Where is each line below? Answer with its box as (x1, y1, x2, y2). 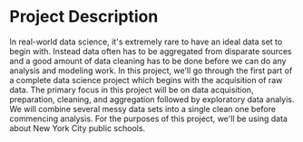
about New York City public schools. (9, 122, 146, 133)
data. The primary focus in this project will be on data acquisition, (9, 84, 254, 95)
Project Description (9, 6, 159, 27)
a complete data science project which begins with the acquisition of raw (9, 74, 283, 85)
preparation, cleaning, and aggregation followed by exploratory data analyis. (9, 93, 295, 105)
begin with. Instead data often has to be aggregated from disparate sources (9, 45, 292, 56)
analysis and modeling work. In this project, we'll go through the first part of (9, 65, 293, 76)
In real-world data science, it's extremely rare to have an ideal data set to (9, 36, 283, 47)
